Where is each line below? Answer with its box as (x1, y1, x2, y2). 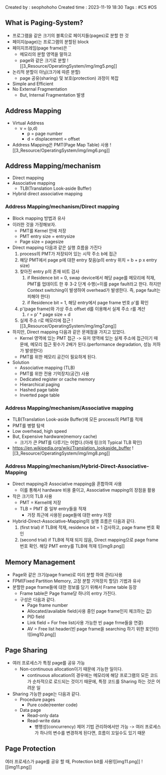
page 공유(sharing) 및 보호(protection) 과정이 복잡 (19, 75, 119, 81)
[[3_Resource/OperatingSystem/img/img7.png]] (19, 323, 117, 329)
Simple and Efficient (12, 81, 54, 87)
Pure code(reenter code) (27, 702, 78, 708)
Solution (12, 359, 30, 365)
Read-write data (27, 717, 60, 724)
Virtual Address (12, 120, 45, 126)
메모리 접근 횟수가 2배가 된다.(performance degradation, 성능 (30, 341, 152, 347)
